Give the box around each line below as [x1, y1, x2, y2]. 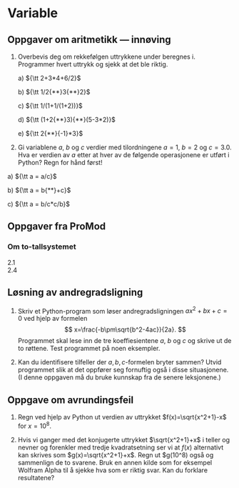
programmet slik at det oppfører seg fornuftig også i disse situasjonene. [17, 366, 229, 374]
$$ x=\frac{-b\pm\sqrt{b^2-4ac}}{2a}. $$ [63, 325, 187, 334]
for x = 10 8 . [17, 420, 52, 430]
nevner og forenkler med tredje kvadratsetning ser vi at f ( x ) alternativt [17, 443, 224, 452]
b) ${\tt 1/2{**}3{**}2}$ [17, 88, 91, 96]
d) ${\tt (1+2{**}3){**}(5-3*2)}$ [17, 116, 116, 124]
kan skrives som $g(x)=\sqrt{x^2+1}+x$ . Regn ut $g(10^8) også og [17, 450, 214, 459]
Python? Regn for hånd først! [17, 159, 103, 166]
